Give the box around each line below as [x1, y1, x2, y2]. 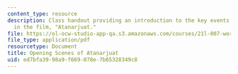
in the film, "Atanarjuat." [13, 23, 97, 30]
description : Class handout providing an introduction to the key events [7, 17, 230, 24]
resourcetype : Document [7, 43, 78, 50]
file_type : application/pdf [7, 37, 91, 44]
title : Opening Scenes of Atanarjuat [7, 50, 119, 57]
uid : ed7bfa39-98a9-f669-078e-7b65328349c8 [7, 56, 138, 63]
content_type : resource [7, 10, 78, 18]
